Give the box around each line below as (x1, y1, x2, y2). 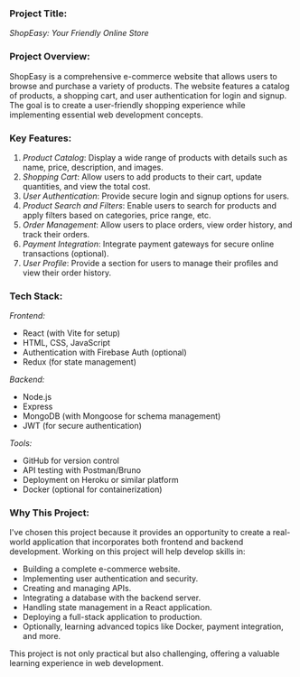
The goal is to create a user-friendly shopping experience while (9, 99, 246, 110)
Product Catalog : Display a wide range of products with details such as (22, 152, 287, 162)
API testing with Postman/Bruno (22, 465, 142, 476)
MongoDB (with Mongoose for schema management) (22, 411, 221, 422)
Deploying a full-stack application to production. (22, 612, 202, 623)
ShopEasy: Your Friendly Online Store (9, 28, 149, 39)
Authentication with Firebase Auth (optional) (22, 347, 187, 358)
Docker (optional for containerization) (22, 484, 163, 495)
